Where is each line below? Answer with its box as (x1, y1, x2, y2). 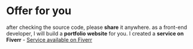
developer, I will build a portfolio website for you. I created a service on (6, 30, 184, 37)
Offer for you (6, 4, 72, 18)
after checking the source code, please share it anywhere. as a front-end (6, 24, 188, 31)
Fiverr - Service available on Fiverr (6, 36, 93, 43)
